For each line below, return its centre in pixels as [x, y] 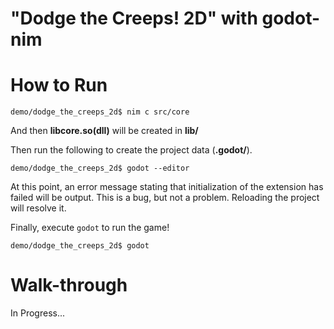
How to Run [59, 85]
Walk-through [69, 285]
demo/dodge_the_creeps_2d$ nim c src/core [100, 112]
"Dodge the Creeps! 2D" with [134, 18]
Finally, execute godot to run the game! [90, 228]
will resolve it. [38, 208]
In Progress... [38, 313]
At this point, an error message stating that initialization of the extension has [167, 187]
